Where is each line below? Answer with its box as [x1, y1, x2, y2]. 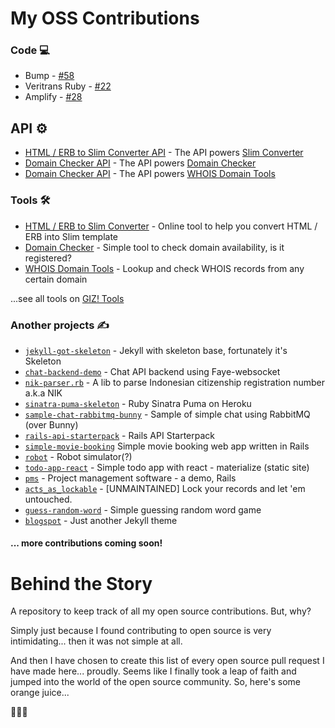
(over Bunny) [24, 418, 79, 431]
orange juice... [10, 687, 70, 699]
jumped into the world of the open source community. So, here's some [10, 676, 302, 688]
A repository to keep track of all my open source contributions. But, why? [10, 605, 312, 617]
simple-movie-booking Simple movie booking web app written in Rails [24, 440, 310, 452]
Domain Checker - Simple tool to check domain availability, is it [24, 241, 285, 253]
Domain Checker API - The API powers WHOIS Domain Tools [24, 168, 276, 180]
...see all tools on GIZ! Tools [10, 292, 125, 304]
